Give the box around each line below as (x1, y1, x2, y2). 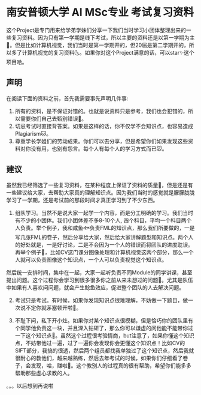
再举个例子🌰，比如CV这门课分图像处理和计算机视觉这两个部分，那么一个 (14, 249, 194, 256)
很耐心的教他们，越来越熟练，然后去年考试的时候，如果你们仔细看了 (14, 354, 183, 361)
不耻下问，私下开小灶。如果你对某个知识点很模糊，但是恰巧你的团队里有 (14, 316, 193, 324)
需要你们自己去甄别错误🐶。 (20, 115, 87, 122)
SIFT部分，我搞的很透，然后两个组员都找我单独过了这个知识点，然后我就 (14, 346, 194, 354)
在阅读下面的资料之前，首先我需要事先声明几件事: (6, 94, 129, 102)
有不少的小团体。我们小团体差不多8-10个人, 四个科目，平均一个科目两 (14, 217, 187, 224)
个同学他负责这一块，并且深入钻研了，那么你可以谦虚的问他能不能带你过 (14, 324, 193, 331)
